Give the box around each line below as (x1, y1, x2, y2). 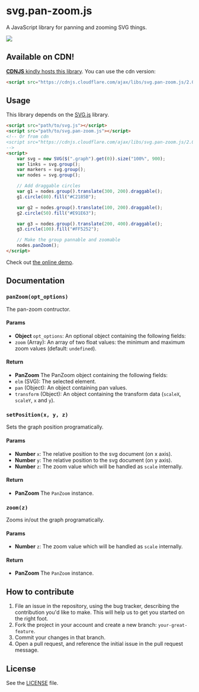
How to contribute (6, 587, 75, 597)
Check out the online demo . (6, 259, 74, 266)
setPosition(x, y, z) (6, 411, 69, 418)
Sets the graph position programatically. (6, 423, 104, 430)
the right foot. (14, 615, 49, 622)
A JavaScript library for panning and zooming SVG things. (6, 24, 147, 31)
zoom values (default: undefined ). (14, 345, 97, 352)
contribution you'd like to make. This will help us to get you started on (14, 609, 185, 616)
